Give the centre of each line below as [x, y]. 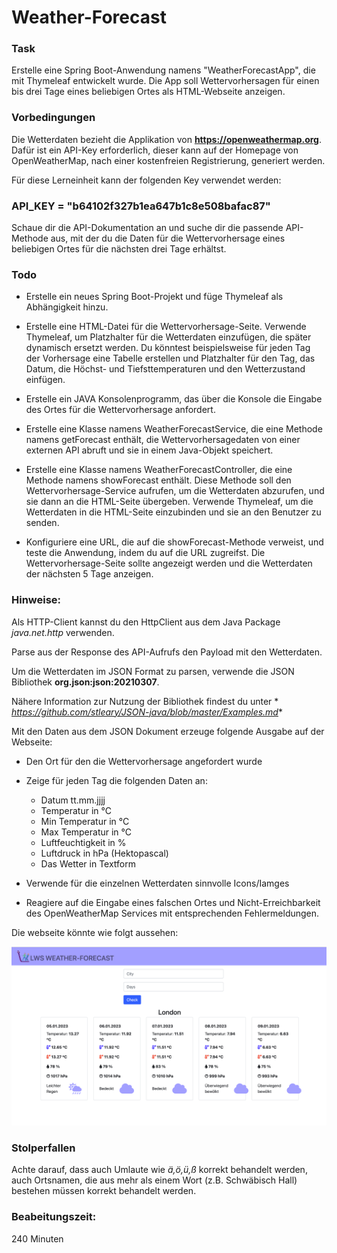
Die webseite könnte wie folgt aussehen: [95, 932]
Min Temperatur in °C [85, 821]
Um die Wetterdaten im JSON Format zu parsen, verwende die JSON [153, 671]
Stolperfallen [43, 1148]
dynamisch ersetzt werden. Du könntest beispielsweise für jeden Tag [168, 348]
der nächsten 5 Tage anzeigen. [89, 574]
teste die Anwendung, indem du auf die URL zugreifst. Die [145, 553]
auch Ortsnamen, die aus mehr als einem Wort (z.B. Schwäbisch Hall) [154, 1180]
